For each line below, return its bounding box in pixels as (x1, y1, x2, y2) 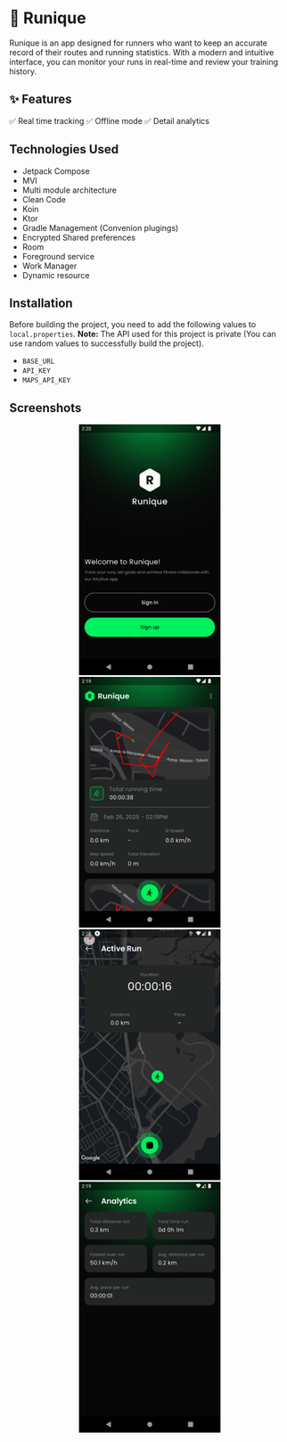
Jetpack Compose (21, 165, 91, 177)
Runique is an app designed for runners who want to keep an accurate (9, 37, 267, 48)
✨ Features (9, 92, 72, 107)
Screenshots (9, 400, 82, 416)
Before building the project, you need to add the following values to (9, 319, 257, 330)
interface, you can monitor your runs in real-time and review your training (9, 56, 279, 67)
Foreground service (21, 251, 95, 261)
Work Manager (21, 260, 78, 271)
